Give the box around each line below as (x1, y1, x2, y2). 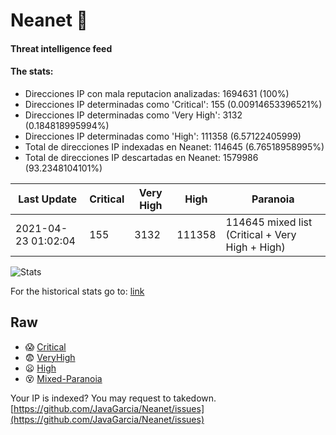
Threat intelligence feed (10, 42, 113, 54)
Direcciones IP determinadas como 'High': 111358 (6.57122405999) (24, 130, 302, 142)
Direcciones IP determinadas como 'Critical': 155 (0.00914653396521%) (24, 98, 323, 110)
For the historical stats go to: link (10, 285, 145, 297)
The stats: (10, 65, 54, 78)
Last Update (18, 192, 78, 206)
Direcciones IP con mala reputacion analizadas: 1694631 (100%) (24, 87, 290, 99)
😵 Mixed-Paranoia (24, 372, 103, 384)
